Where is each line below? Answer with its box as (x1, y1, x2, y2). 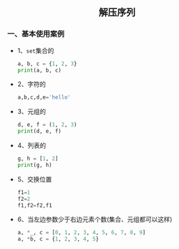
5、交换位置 (17, 175, 52, 183)
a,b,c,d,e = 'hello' (17, 94, 71, 101)
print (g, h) (17, 161, 52, 168)
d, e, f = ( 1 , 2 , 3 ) (17, 121, 77, 129)
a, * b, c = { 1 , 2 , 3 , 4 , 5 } (17, 236, 100, 243)
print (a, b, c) (17, 67, 62, 74)
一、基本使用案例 (7, 29, 65, 39)
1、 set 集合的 (17, 46, 54, 54)
